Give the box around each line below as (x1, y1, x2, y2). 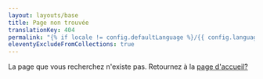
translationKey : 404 (8, 26, 76, 34)
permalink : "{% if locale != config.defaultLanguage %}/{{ (8, 33, 205, 41)
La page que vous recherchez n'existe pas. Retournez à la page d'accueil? (8, 62, 248, 71)
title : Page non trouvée (8, 19, 89, 27)
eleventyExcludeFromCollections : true (8, 41, 135, 48)
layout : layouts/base (8, 11, 79, 20)
